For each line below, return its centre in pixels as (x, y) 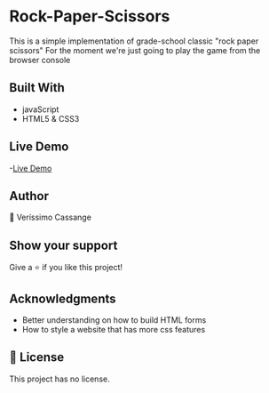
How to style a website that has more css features (114, 329)
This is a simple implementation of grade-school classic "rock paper (134, 41)
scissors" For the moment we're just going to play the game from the (135, 50)
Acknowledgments (63, 298)
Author (29, 196)
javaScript (40, 109)
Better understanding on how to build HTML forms (114, 320)
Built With (37, 88)
